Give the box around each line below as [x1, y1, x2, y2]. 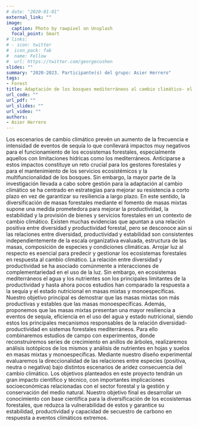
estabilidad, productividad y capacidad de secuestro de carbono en [6, 408, 172, 415]
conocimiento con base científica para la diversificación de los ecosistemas [6, 395, 192, 403]
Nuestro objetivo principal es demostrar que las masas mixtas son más [6, 294, 180, 301]
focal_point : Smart [11, 31, 60, 37]
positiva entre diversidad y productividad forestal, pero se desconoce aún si [6, 225, 192, 232]
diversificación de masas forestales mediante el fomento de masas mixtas [6, 199, 187, 206]
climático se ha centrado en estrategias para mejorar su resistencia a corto [6, 186, 189, 194]
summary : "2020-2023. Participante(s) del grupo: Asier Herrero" [6, 70, 171, 76]
